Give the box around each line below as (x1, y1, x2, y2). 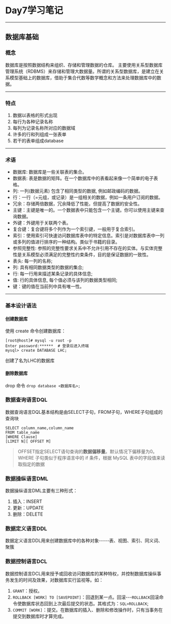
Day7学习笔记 (5, 5, 64, 16)
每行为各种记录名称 (12, 118, 53, 125)
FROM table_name (5, 430, 40, 435)
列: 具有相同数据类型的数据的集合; (12, 264, 84, 270)
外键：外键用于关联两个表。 (12, 220, 71, 226)
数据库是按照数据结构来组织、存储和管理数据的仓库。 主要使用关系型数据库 (5, 62, 163, 68)
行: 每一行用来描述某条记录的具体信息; (12, 271, 93, 277)
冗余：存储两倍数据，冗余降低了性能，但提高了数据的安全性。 (12, 201, 142, 207)
